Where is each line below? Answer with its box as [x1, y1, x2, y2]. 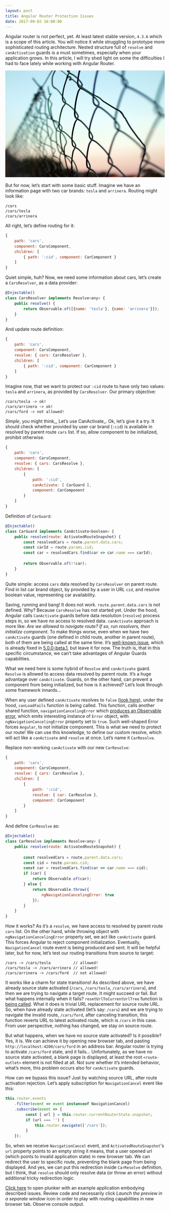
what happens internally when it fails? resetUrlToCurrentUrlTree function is [5, 996, 163, 1002]
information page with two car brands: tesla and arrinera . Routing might [5, 188, 158, 194]
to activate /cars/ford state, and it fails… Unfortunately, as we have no [5, 1049, 153, 1055]
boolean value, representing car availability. [5, 592, 96, 598]
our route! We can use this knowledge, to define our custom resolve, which [5, 729, 162, 735]
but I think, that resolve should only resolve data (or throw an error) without [5, 1170, 163, 1176]
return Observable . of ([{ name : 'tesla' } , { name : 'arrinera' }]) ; [23, 306, 159, 311]
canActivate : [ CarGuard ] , [32, 483, 92, 488]
